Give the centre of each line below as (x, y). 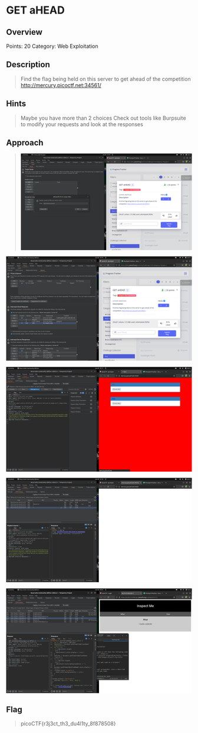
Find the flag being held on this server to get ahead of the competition (105, 79)
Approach (25, 143)
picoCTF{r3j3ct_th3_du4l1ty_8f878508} (68, 724)
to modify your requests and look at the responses (82, 124)
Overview (24, 32)
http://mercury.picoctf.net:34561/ (61, 85)
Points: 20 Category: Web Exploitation (52, 46)
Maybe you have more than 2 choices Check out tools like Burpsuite (103, 118)
